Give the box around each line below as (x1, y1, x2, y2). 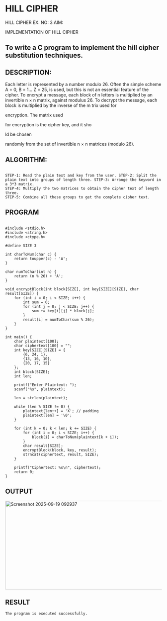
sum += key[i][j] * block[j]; (31, 308, 94, 313)
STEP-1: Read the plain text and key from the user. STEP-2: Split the (5, 173, 157, 178)
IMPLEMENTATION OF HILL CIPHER (5, 29, 79, 35)
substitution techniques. (5, 51, 83, 60)
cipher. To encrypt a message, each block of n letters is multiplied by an (5, 92, 153, 98)
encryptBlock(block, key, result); (23, 447, 97, 452)
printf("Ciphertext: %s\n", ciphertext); (14, 465, 101, 470)
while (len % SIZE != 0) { (14, 404, 70, 409)
